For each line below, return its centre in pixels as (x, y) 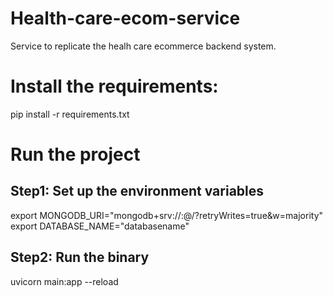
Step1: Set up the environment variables (137, 191)
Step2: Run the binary (80, 257)
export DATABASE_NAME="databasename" (100, 226)
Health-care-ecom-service (125, 18)
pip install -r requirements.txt (70, 114)
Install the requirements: (114, 86)
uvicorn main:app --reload (64, 281)
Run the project (75, 154)
